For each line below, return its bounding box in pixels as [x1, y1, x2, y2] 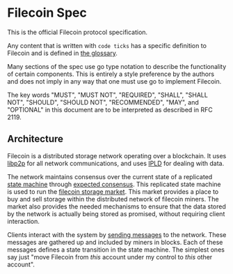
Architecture [7, 133, 64, 145]
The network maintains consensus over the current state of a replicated [7, 172, 213, 181]
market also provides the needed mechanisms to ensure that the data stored [7, 202, 226, 211]
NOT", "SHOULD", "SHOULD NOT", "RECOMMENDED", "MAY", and [7, 98, 200, 106]
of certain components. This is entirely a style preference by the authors [7, 70, 214, 78]
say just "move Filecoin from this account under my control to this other [7, 252, 213, 261]
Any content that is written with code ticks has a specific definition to [7, 41, 207, 50]
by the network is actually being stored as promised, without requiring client [7, 209, 225, 218]
